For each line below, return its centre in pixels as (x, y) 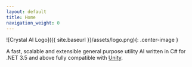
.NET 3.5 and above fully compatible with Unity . (65, 58)
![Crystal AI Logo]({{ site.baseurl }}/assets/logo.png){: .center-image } (92, 40)
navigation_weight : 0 (33, 23)
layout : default (26, 12)
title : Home (21, 17)
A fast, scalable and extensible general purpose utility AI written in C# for (96, 51)
